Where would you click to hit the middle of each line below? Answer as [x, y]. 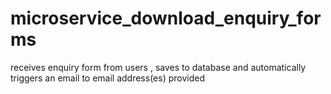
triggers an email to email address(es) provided [107, 78]
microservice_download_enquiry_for [166, 18]
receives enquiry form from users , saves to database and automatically [158, 67]
